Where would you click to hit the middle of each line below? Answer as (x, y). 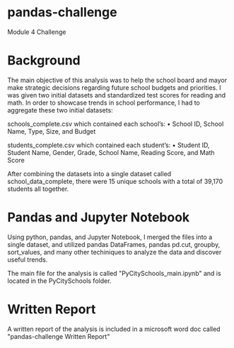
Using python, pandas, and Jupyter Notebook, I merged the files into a (110, 237)
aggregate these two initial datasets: (60, 110)
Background (44, 60)
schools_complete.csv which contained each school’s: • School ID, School (116, 124)
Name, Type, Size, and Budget (52, 131)
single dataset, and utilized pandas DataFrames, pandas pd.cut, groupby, (114, 244)
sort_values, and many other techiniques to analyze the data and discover (115, 252)
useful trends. (28, 260)
